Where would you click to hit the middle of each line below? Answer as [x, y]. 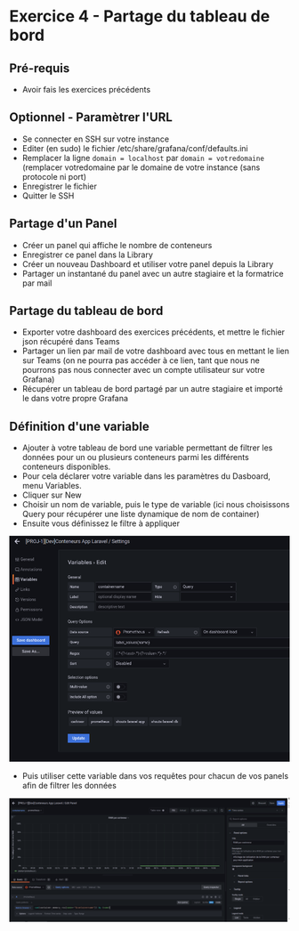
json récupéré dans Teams [71, 342]
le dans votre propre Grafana [75, 399]
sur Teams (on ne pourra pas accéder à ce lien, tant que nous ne [141, 360]
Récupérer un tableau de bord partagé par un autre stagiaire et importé [152, 389]
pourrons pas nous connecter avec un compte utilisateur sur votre [143, 370]
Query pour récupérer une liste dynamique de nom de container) [141, 514]
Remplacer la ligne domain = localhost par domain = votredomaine [143, 158]
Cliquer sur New [52, 495]
